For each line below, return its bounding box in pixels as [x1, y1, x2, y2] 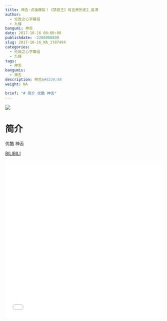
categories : [5, 44, 30, 49]
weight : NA [5, 81, 28, 86]
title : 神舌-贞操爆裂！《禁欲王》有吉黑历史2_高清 [5, 7, 98, 12]
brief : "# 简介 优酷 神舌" [5, 90, 57, 95]
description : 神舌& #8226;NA [5, 77, 62, 82]
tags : [5, 58, 16, 63]
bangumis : [5, 68, 26, 73]
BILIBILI [5, 150, 21, 156]
